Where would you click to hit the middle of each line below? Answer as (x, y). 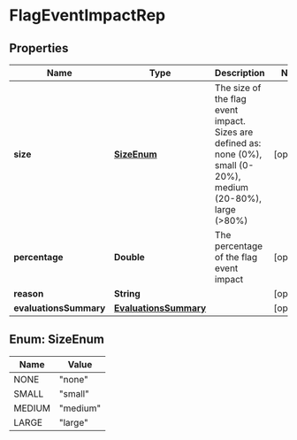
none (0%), (239, 154)
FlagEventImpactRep (88, 15)
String (127, 293)
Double (129, 257)
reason (29, 293)
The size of (238, 88)
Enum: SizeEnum (57, 340)
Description (240, 73)
